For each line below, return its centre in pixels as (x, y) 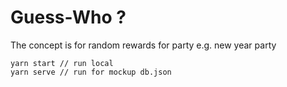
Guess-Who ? (68, 17)
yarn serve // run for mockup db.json (91, 72)
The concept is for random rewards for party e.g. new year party (143, 45)
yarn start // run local (62, 63)
